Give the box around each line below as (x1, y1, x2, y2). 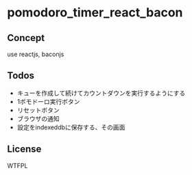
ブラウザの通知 (16, 114, 60, 122)
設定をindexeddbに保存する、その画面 (16, 123, 125, 131)
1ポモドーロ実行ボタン (16, 97, 80, 105)
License (7, 144, 42, 155)
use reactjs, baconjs (7, 50, 64, 58)
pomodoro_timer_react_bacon (7, 5, 183, 21)
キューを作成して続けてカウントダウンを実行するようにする (16, 89, 186, 97)
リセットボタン (16, 106, 60, 114)
